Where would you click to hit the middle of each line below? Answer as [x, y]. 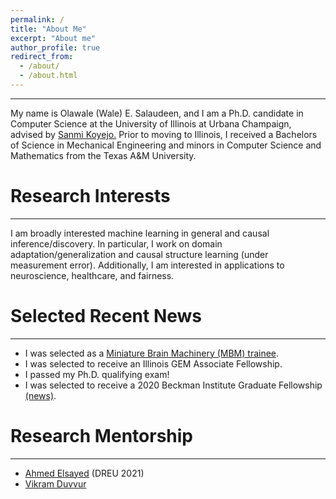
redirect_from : [42, 57]
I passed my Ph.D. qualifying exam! [97, 374]
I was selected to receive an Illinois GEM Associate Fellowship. [153, 363]
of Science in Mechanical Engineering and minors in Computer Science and [166, 145]
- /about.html [48, 76]
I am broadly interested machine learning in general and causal [140, 233]
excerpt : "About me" [53, 38]
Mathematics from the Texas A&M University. [103, 155]
